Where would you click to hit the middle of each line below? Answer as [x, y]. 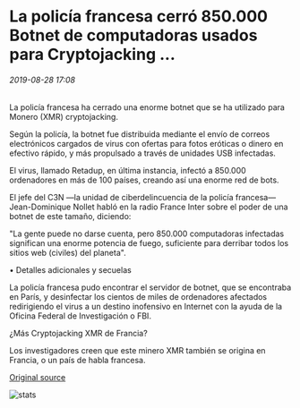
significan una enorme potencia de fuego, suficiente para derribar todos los [149, 243]
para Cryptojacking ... [93, 55]
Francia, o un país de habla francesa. [77, 361]
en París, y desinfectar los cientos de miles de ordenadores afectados [138, 297]
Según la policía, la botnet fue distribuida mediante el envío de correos [140, 134]
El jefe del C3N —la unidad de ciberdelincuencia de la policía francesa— [142, 198]
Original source [38, 378]
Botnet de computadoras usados [133, 35]
